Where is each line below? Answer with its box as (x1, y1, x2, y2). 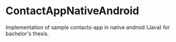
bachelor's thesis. (5, 30, 49, 37)
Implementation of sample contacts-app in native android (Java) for (5, 24, 170, 31)
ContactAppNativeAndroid (5, 4, 139, 18)
